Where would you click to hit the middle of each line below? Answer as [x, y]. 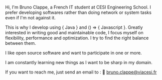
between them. [21, 43]
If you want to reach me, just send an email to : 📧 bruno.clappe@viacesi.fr [81, 72]
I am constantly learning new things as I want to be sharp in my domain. [79, 62]
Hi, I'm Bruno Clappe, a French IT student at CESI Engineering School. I [78, 7]
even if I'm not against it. [30, 18]
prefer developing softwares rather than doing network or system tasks [79, 12]
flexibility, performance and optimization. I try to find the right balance [77, 38]
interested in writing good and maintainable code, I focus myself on [74, 33]
